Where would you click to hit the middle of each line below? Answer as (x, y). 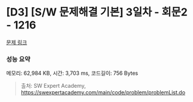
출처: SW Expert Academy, (53, 86)
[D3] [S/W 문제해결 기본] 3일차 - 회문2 (97, 12)
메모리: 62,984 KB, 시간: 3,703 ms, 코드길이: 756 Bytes (72, 73)
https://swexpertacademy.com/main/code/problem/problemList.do (103, 93)
